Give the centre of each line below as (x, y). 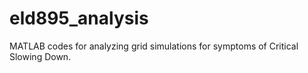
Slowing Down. (40, 56)
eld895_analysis (79, 18)
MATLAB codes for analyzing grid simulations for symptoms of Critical (154, 46)
